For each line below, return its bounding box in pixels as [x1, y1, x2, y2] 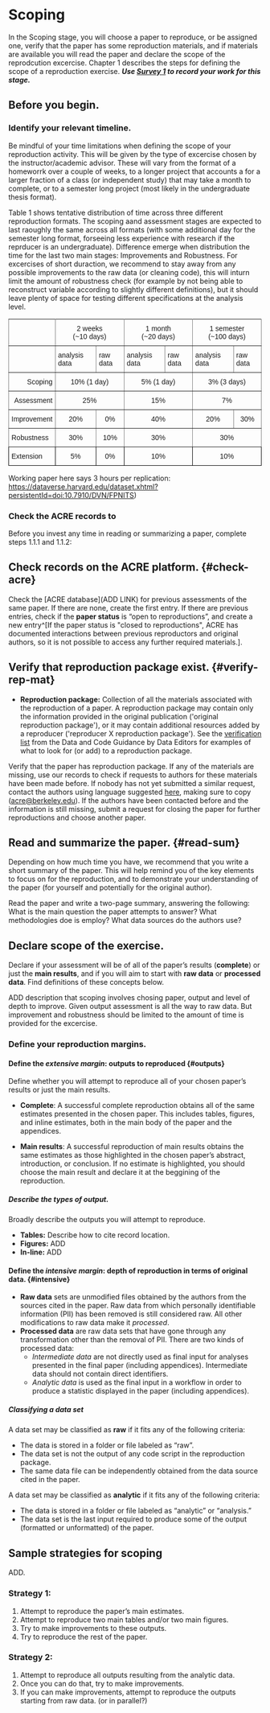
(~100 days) [207, 331, 247, 341]
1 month [145, 323, 171, 333]
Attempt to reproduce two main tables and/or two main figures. [19, 1615, 229, 1624]
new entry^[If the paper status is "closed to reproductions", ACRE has [8, 620, 239, 629]
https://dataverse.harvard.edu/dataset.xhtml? [8, 481, 158, 492]
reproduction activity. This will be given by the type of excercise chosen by [8, 149, 257, 159]
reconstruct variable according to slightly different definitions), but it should [8, 284, 259, 294]
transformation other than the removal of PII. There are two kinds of [19, 1335, 244, 1344]
